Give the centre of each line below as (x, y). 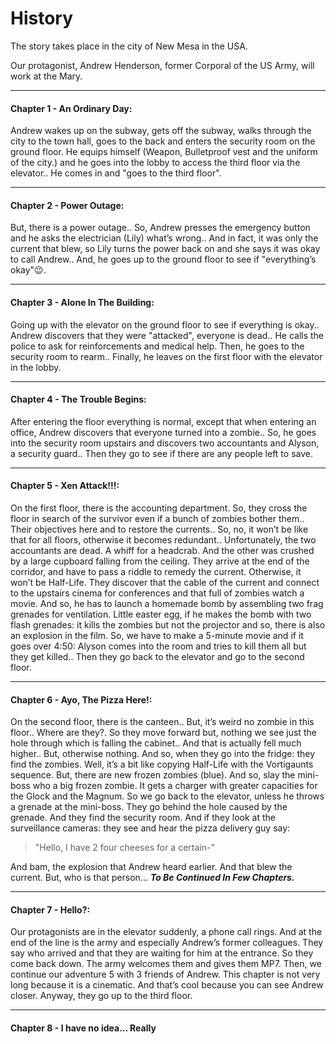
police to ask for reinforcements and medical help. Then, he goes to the (157, 346)
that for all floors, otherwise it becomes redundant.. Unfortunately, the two (163, 539)
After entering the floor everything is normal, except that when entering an (163, 421)
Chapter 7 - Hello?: (50, 909)
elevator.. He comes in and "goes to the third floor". (116, 173)
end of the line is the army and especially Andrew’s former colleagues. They (167, 943)
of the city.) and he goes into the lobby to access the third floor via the (155, 163)
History (42, 18)
